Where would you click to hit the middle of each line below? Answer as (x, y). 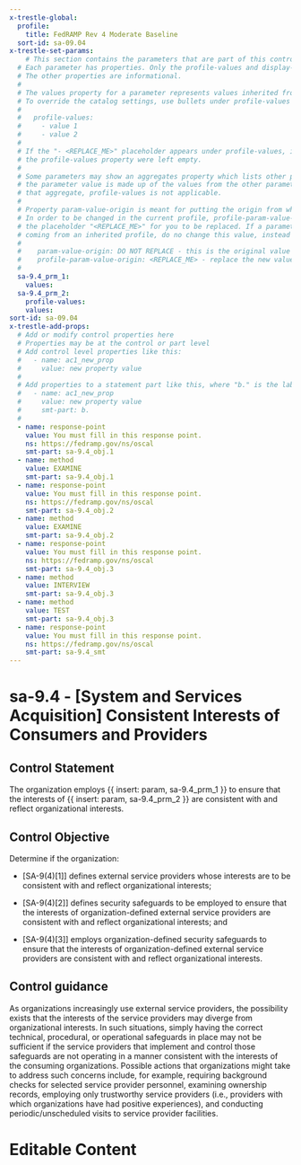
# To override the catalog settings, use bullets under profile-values (154, 101)
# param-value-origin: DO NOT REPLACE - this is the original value (154, 252)
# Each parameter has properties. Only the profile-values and (138, 68)
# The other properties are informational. (99, 76)
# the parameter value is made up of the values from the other (140, 185)
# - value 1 (47, 127)
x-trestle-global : (43, 18)
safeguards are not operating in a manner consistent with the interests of (144, 1055)
